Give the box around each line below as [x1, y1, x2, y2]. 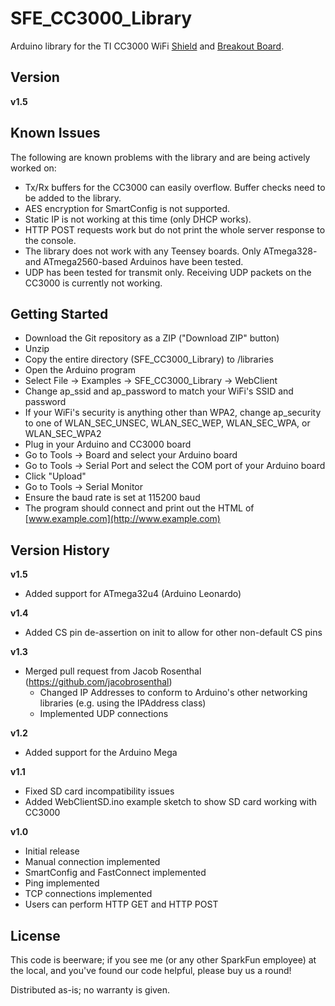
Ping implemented [24, 877, 100, 889]
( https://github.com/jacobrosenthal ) [24, 676, 173, 688]
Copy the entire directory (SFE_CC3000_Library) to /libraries [24, 353, 274, 366]
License [10, 927, 61, 944]
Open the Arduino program [24, 364, 136, 376]
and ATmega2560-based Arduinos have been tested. [24, 255, 244, 267]
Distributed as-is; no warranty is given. [10, 984, 171, 996]
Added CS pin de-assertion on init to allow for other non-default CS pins [24, 627, 323, 639]
